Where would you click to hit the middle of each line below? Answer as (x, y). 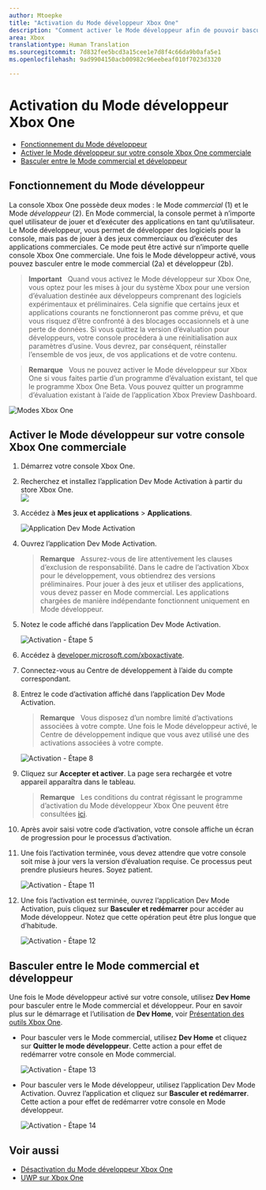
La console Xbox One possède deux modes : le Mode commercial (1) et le (129, 205)
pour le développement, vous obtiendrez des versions (128, 576)
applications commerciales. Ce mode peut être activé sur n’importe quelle (129, 246)
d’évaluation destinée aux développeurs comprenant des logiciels (135, 295)
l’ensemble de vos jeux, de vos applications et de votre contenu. (133, 354)
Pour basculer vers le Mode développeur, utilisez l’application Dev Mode (138, 1085)
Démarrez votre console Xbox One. (77, 466)
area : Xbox (27, 38)
